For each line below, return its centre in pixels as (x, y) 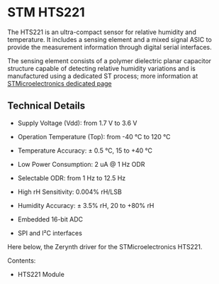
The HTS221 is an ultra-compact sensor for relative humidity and (102, 32)
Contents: (22, 261)
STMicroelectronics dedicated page (60, 83)
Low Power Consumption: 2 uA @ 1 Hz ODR (81, 164)
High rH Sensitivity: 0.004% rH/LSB (69, 192)
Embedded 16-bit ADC (50, 219)
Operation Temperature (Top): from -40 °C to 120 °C (94, 136)
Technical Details (46, 106)
